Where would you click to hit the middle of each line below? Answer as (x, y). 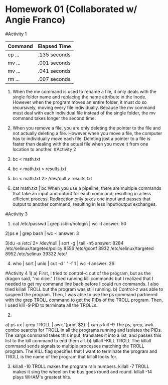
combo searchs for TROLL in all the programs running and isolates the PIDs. (83, 330)
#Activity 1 (16, 34)
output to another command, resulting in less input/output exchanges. (85, 204)
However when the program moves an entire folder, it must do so (79, 102)
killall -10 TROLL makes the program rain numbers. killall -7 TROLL (81, 366)
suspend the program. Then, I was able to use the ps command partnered (81, 294)
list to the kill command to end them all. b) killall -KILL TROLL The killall (78, 340)
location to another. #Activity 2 (44, 149)
